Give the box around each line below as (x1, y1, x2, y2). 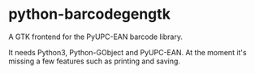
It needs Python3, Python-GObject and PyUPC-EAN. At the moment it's (8, 47, 247, 57)
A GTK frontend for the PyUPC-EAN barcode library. (8, 32, 183, 41)
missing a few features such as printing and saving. (8, 56, 181, 66)
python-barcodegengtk (8, 5, 171, 24)
